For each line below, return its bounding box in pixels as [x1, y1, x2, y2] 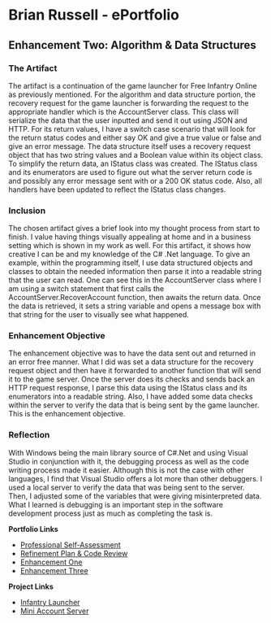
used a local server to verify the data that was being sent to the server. [8, 482, 245, 492]
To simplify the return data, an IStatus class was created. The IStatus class [8, 159, 258, 168]
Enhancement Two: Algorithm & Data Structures [8, 38, 257, 52]
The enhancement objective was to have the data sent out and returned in [8, 348, 256, 359]
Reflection [8, 429, 50, 441]
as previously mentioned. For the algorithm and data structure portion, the [8, 89, 256, 99]
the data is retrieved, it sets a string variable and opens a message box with [8, 301, 261, 311]
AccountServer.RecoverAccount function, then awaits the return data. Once [8, 293, 261, 303]
